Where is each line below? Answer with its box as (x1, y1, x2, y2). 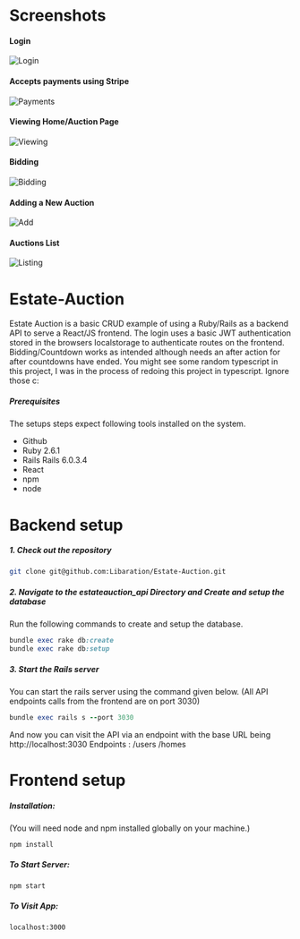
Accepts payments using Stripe (9, 75, 130, 86)
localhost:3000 (9, 923, 66, 932)
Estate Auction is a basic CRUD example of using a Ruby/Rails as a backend (9, 319, 289, 329)
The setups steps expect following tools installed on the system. (9, 418, 246, 430)
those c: (9, 375, 39, 386)
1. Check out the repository (9, 545, 112, 556)
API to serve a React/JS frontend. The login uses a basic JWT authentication (9, 328, 291, 338)
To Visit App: (9, 901, 59, 911)
